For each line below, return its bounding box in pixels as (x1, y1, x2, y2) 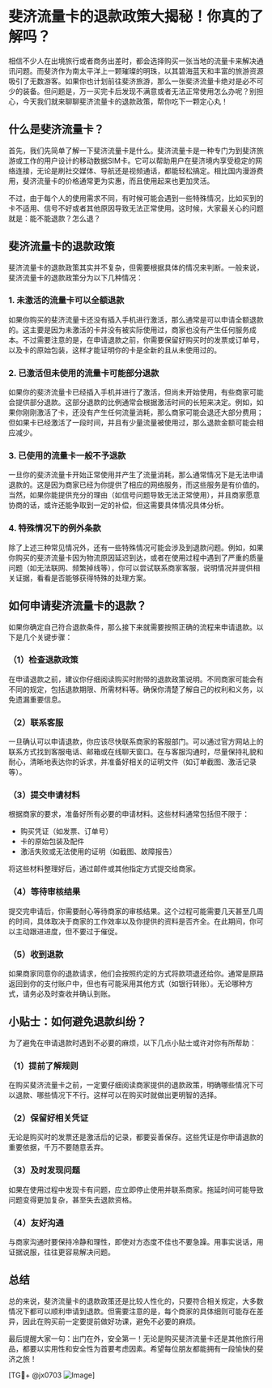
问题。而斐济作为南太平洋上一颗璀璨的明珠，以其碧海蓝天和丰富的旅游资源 (15, 66, 264, 75)
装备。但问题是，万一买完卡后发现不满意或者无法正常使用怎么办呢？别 (22, 86, 257, 96)
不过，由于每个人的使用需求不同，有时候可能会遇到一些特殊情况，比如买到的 (8, 193, 264, 203)
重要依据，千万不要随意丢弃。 (8, 1142, 108, 1152)
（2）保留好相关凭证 (8, 1113, 89, 1124)
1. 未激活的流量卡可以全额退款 (8, 295, 125, 306)
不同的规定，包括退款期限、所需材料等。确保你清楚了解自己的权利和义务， (8, 684, 257, 694)
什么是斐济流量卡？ (8, 122, 104, 136)
